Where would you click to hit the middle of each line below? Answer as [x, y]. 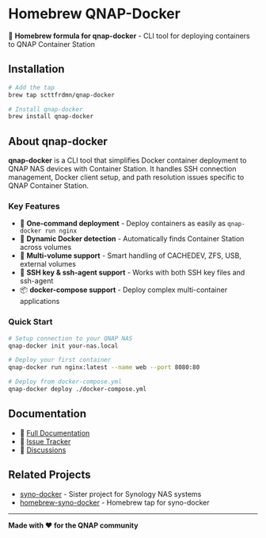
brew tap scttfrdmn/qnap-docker [61, 95]
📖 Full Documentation [55, 432]
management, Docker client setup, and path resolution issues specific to [126, 177]
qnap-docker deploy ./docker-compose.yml [78, 390]
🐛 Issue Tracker [45, 441]
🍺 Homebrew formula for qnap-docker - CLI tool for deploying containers [129, 36]
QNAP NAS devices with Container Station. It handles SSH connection [122, 169]
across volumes [46, 248]
